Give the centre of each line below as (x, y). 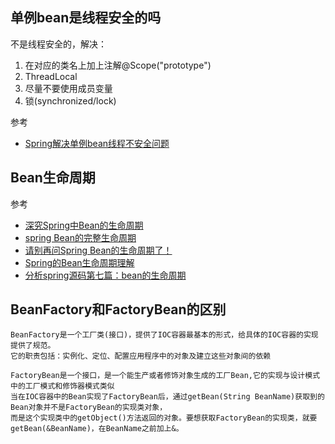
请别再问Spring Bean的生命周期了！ (98, 250)
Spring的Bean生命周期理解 (79, 262)
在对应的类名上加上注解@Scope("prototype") (118, 65)
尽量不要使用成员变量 (68, 88)
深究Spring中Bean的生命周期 (84, 225)
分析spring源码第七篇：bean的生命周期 (105, 275)
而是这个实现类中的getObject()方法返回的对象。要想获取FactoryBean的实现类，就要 (164, 418)
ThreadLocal (51, 76)
